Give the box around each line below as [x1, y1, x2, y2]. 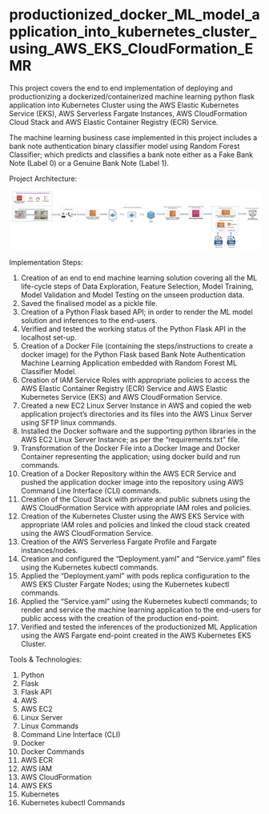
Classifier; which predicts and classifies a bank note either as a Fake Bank [9, 150, 254, 159]
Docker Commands [20, 747, 85, 756]
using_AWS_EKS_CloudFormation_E [9, 40, 254, 58]
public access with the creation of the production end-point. [20, 613, 219, 623]
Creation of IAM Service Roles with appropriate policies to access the [20, 375, 251, 385]
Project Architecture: [9, 174, 78, 183]
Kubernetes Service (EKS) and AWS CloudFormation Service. [20, 392, 223, 401]
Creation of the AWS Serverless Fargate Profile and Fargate [20, 537, 217, 546]
